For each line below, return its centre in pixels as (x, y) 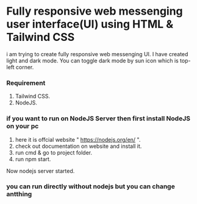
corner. (25, 67)
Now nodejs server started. (41, 171)
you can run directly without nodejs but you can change (91, 186)
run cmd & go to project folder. (54, 152)
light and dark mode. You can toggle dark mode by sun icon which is (92, 60)
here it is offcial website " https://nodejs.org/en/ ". (78, 139)
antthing (19, 194)
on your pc (23, 126)
